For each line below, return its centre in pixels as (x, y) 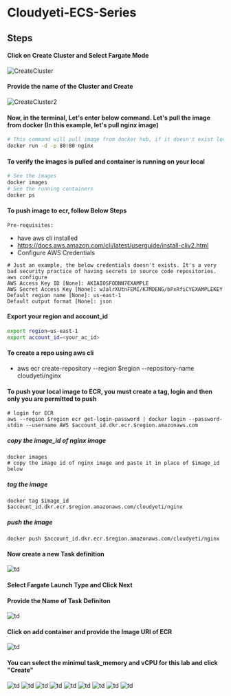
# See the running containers (51, 188)
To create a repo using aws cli (51, 353)
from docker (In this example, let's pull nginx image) (83, 124)
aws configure (27, 277)
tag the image (27, 484)
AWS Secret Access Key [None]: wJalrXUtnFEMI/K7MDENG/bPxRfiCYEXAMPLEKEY (115, 289)
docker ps (21, 195)
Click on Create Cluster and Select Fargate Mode (78, 56)
